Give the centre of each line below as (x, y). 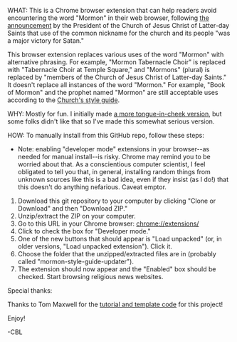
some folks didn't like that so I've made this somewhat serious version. (111, 121)
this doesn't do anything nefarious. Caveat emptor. (92, 187)
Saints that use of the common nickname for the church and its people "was (119, 33)
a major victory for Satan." (46, 41)
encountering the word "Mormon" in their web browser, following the (109, 18)
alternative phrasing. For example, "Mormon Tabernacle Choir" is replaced (117, 62)
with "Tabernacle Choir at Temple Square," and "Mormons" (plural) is (109, 70)
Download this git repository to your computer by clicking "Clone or (117, 201)
